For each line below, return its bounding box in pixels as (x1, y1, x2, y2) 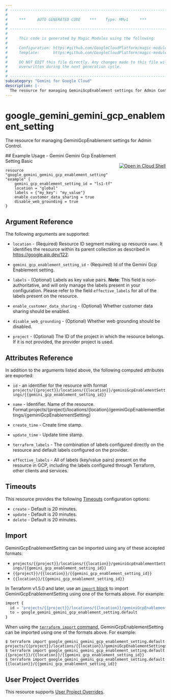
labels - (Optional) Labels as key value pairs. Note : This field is (12, 277, 146, 283)
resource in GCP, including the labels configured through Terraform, (12, 462, 156, 468)
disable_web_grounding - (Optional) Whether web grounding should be (12, 318, 160, 324)
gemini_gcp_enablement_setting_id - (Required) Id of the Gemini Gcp (12, 262, 157, 268)
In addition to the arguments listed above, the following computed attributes (5, 367, 164, 373)
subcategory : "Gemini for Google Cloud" (5, 78, 93, 83)
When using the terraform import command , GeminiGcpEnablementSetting (5, 624, 164, 630)
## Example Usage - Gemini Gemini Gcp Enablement (5, 153, 116, 159)
